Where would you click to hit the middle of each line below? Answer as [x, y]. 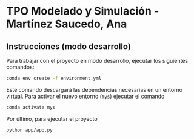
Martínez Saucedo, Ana [67, 24]
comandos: [20, 67]
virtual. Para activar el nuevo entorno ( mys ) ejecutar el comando [85, 96]
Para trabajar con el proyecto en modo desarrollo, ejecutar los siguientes [97, 61]
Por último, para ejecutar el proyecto [52, 118]
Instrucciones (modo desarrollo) [69, 46]
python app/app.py [29, 130]
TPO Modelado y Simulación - [83, 11]
